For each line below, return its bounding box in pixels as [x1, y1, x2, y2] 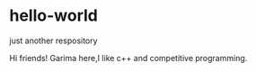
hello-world [9, 5, 99, 26]
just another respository [9, 35, 98, 46]
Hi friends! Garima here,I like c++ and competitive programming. [9, 52, 248, 63]
